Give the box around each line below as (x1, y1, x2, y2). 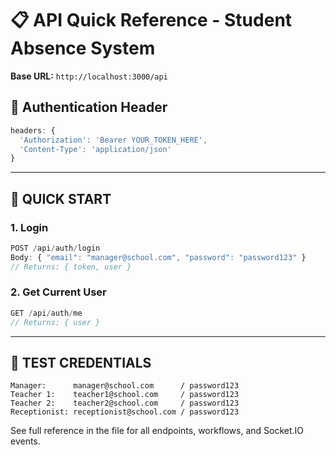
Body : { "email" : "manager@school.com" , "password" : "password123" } (10, 252, 307, 262)
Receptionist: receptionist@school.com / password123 (10, 407, 240, 417)
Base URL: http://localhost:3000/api (10, 70, 168, 82)
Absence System (10, 37, 156, 60)
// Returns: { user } (10, 317, 101, 327)
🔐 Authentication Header (10, 99, 168, 116)
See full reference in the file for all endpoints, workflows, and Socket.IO (10, 425, 305, 437)
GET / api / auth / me (10, 308, 83, 318)
